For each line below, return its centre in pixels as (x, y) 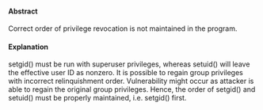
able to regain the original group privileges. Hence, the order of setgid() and (132, 89)
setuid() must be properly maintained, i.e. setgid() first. (97, 98)
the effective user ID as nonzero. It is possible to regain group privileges (126, 73)
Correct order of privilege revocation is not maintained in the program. (123, 28)
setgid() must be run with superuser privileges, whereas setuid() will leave (129, 64)
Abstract (23, 11)
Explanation (29, 47)
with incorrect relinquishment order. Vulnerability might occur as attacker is (131, 81)
